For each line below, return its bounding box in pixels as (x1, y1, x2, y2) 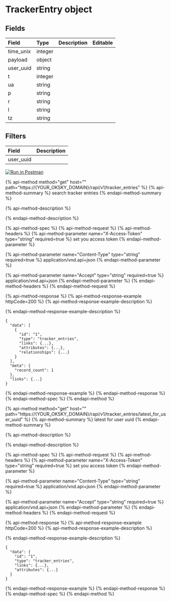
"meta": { (10, 363, 31, 368)
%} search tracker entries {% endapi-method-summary (44, 190, 162, 196)
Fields (5, 24, 26, 33)
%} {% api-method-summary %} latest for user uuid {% (24, 416, 142, 423)
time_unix (8, 48, 31, 55)
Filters (5, 132, 27, 141)
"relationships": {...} (18, 350, 70, 355)
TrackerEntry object (5, 4, 92, 15)
